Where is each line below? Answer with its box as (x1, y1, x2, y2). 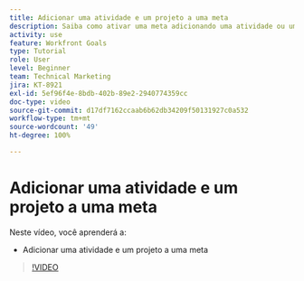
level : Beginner (9, 64, 71, 73)
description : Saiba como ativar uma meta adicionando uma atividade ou (9, 22, 285, 31)
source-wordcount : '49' (9, 123, 100, 132)
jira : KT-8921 (9, 80, 63, 89)
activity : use (9, 30, 63, 39)
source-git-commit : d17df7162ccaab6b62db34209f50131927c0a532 (9, 106, 249, 115)
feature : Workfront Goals (9, 38, 107, 48)
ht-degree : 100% (9, 131, 71, 140)
